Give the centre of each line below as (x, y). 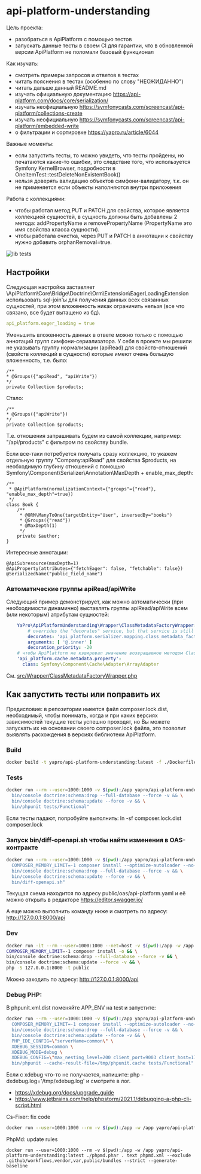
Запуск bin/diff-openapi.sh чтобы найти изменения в (87, 840)
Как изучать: (22, 63)
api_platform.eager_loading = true (51, 323)
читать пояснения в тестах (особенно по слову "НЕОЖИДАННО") (99, 81)
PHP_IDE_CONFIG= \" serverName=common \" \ (63, 1041)
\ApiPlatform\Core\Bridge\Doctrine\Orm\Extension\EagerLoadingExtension (98, 293)
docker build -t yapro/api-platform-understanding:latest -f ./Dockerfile (101, 763)
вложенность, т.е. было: (37, 360)
